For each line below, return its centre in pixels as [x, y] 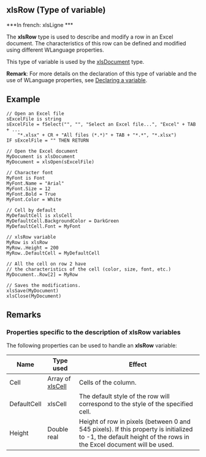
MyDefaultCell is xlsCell [39, 215]
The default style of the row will [124, 396]
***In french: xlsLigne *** [40, 25]
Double [58, 429]
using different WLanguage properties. [55, 50]
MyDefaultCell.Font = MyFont [44, 226]
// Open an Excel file [35, 113]
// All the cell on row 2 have [46, 264]
